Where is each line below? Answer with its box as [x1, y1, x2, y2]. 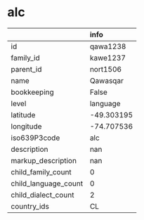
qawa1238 [89, 41, 126, 51]
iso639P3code [11, 133, 60, 143]
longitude [11, 121, 42, 131]
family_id [11, 53, 40, 63]
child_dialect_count [11, 190, 74, 200]
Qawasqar [89, 75, 124, 85]
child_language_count [11, 179, 83, 188]
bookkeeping [11, 87, 54, 97]
